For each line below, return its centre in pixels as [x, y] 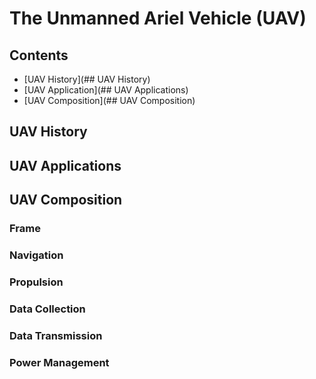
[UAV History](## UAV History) [87, 79]
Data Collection [47, 309]
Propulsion [36, 282]
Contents [39, 55]
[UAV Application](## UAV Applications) [106, 90]
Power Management [59, 362]
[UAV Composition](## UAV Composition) [109, 100]
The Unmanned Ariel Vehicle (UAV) [158, 18]
